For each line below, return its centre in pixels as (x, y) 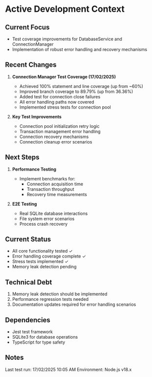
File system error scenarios (47, 218)
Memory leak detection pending (44, 267)
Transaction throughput (50, 189)
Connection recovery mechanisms (54, 137)
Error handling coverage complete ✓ (49, 256)
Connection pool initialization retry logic (59, 126)
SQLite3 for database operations (45, 337)
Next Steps (22, 158)
